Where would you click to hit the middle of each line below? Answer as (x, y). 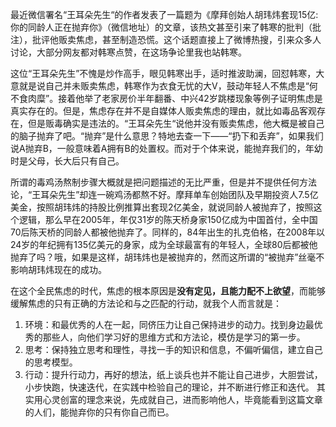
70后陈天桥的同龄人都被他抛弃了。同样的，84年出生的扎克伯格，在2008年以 (168, 232)
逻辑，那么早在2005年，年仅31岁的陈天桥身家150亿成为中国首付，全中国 (168, 219)
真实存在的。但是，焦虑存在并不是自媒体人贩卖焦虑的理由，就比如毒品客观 (163, 111)
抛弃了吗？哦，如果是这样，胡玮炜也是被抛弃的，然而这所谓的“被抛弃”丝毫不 (167, 257)
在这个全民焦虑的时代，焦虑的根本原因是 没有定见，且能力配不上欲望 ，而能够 (168, 291)
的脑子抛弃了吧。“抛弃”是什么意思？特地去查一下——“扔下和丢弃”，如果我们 (167, 136)
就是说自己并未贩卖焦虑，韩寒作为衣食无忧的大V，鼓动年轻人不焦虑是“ (164, 86)
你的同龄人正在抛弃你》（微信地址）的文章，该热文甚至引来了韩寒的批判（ (161, 27)
